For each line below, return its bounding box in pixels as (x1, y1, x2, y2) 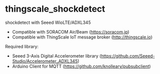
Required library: (5, 43, 39, 49)
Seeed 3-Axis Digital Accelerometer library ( (12, 53, 101, 59)
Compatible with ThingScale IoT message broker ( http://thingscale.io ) (12, 34, 153, 40)
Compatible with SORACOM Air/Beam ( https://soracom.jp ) (12, 29, 130, 35)
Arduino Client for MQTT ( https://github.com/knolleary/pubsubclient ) (12, 63, 151, 69)
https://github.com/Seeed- (101, 53, 155, 59)
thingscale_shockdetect (5, 3, 105, 15)
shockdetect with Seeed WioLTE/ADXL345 (5, 19, 91, 25)
